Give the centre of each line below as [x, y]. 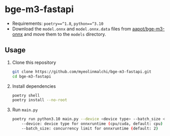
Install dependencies [34, 86]
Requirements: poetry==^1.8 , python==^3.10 [58, 23]
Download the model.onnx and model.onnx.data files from [72, 28]
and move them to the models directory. [65, 34]
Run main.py [25, 110]
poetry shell [26, 95]
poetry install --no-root [39, 100]
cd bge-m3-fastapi [32, 76]
